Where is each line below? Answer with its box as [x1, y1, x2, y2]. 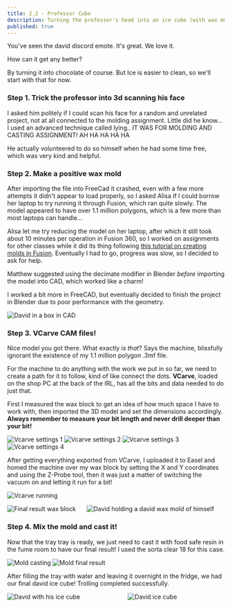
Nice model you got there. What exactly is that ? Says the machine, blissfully [7, 344, 223, 352]
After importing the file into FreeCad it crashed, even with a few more [7, 184, 204, 192]
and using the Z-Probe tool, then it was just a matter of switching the [7, 470, 202, 479]
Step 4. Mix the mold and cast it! [7, 522, 117, 532]
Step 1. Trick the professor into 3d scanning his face [7, 93, 185, 103]
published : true [7, 23, 54, 30]
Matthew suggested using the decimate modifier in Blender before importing [7, 270, 225, 278]
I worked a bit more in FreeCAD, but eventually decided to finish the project [7, 290, 221, 299]
